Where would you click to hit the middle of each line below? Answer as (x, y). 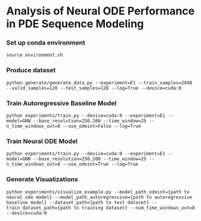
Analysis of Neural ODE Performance (100, 11)
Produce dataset (31, 70)
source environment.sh (35, 55)
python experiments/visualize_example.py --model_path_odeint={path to (98, 192)
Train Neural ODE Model (42, 141)
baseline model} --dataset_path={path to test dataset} (78, 202)
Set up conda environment (46, 43)
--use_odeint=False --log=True (102, 126)
